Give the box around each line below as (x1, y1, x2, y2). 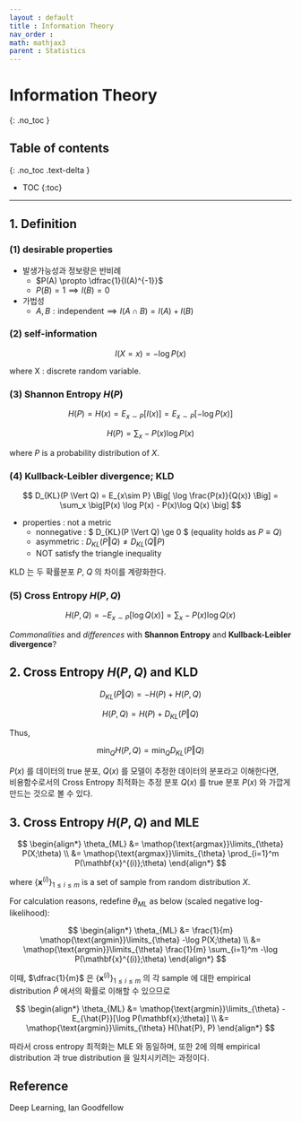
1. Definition (9, 216, 78, 232)
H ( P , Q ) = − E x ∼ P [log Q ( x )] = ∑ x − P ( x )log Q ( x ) (64, 609, 236, 622)
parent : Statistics (9, 47, 87, 56)
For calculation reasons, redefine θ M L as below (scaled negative (9, 896, 246, 909)
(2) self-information (9, 328, 98, 340)
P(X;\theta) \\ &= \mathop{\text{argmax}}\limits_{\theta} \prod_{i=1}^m (21, 847, 279, 858)
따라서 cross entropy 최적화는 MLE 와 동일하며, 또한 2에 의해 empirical (9, 1040, 261, 1051)
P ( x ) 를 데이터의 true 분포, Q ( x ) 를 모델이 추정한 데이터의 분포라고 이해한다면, (9, 766, 279, 776)
